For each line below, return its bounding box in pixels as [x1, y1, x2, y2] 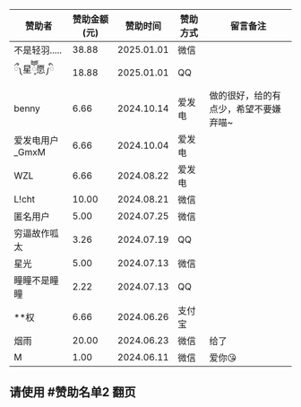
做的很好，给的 [209, 90, 273, 101]
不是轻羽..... [13, 44, 63, 56]
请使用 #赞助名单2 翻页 [9, 385, 136, 400]
